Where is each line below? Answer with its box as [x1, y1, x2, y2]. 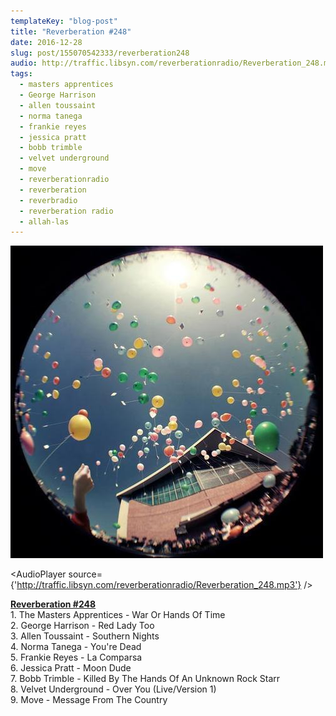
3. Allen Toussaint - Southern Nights [10, 630, 160, 642]
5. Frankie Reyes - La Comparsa [10, 651, 143, 664]
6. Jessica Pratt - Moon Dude [10, 662, 132, 674]
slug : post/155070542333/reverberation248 [10, 48, 190, 58]
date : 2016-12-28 [10, 37, 83, 47]
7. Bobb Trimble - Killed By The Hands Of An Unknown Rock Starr [10, 673, 281, 685]
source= [68, 568, 103, 580]
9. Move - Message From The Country [10, 694, 168, 706]
